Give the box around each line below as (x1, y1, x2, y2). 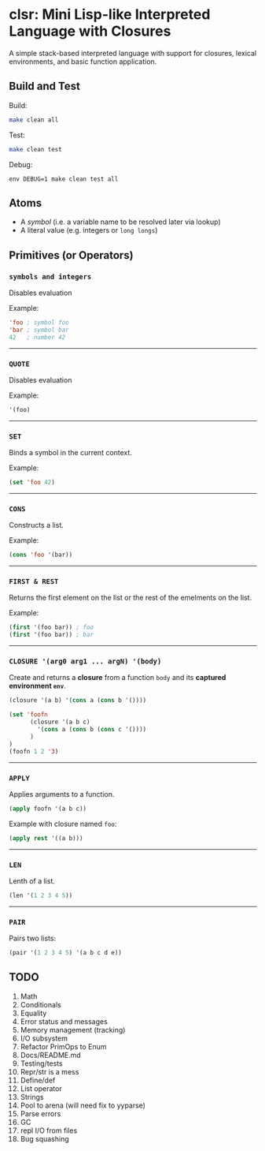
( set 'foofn (9, 711, 48, 719)
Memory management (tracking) (20, 1025, 126, 1034)
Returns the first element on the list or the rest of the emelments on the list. (9, 593, 252, 603)
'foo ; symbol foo (9, 319, 69, 327)
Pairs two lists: (9, 933, 57, 944)
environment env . (9, 681, 66, 691)
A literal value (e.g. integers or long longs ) (20, 226, 158, 235)
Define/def (20, 1075, 56, 1085)
